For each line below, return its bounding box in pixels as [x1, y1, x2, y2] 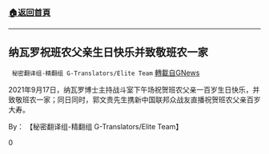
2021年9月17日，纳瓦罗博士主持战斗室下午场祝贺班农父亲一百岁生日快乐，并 [8, 85, 260, 95]
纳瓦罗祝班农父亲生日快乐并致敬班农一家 [8, 45, 208, 59]
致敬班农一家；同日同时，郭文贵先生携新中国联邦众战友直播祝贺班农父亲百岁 [8, 95, 261, 105]
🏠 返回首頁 [8, 6, 51, 18]
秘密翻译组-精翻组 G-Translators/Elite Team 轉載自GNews [11, 68, 200, 77]
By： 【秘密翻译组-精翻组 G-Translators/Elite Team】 [8, 122, 183, 132]
